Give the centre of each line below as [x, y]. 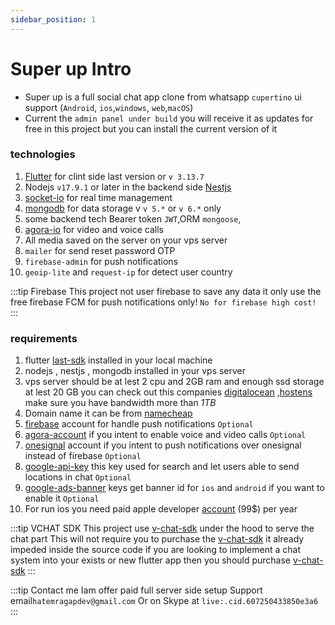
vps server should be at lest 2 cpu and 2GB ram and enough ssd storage [174, 382]
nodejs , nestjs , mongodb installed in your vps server [135, 371]
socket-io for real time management [98, 197]
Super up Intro [71, 68]
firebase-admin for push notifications [101, 261]
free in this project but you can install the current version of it [151, 128]
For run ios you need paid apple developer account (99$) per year [161, 509]
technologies [43, 154]
